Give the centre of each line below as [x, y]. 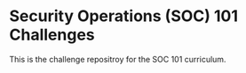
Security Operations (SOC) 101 [123, 16]
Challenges [52, 35]
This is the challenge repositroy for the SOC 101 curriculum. [118, 59]
